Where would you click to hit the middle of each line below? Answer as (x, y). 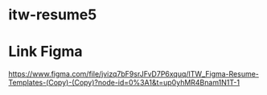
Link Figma (45, 52)
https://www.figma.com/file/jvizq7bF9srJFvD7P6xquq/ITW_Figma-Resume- (134, 74)
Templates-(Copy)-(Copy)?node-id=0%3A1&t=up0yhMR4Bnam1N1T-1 (124, 83)
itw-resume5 (53, 15)
